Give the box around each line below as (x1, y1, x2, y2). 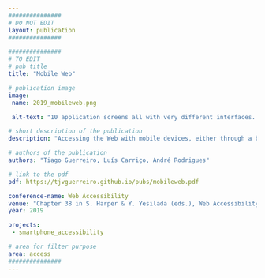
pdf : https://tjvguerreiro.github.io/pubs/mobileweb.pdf (8, 178, 200, 186)
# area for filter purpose (8, 242, 97, 250)
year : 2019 (8, 207, 44, 215)
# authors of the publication (8, 149, 108, 157)
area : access (8, 250, 51, 257)
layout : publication (8, 26, 77, 34)
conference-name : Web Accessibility (8, 192, 129, 200)
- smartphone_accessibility (11, 228, 104, 237)
